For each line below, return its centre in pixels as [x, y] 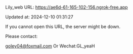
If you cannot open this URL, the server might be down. [63, 26]
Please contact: [21, 36]
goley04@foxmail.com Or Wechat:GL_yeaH [50, 46]
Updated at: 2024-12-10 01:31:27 [39, 17]
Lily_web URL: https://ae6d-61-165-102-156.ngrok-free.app [66, 7]
